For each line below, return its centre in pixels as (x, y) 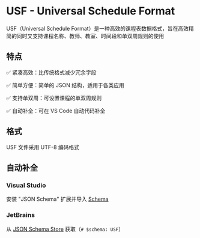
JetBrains (20, 215)
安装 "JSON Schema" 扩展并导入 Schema (58, 199)
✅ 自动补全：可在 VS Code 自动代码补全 (56, 111)
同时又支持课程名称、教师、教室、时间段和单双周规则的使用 (90, 36)
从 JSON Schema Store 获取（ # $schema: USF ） (65, 229)
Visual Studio (26, 185)
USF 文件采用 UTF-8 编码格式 (43, 147)
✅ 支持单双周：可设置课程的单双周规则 (54, 98)
